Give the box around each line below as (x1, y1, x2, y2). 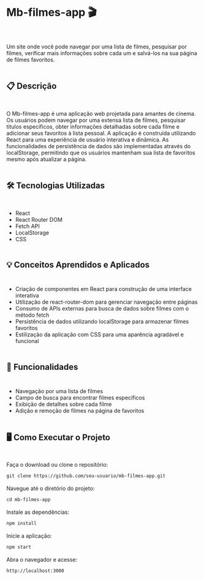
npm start (6, 544, 32, 550)
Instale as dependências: (6, 508, 70, 516)
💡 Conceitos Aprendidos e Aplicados (6, 259, 150, 270)
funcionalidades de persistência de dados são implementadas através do (6, 142, 191, 149)
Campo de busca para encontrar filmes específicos (15, 394, 145, 402)
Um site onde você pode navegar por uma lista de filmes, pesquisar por (6, 43, 187, 50)
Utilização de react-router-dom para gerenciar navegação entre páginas (15, 298, 198, 306)
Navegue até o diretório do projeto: (6, 485, 95, 492)
